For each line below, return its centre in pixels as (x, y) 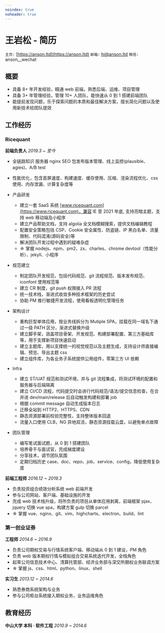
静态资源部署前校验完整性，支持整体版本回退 (65, 416)
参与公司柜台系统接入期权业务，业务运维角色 (58, 596)
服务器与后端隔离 (37, 385)
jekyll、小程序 (44, 254)
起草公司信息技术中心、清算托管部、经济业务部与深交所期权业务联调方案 (86, 562)
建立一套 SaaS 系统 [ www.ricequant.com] (62, 205)
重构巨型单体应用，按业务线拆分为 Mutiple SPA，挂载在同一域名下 (87, 321)
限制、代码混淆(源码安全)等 (47, 236)
